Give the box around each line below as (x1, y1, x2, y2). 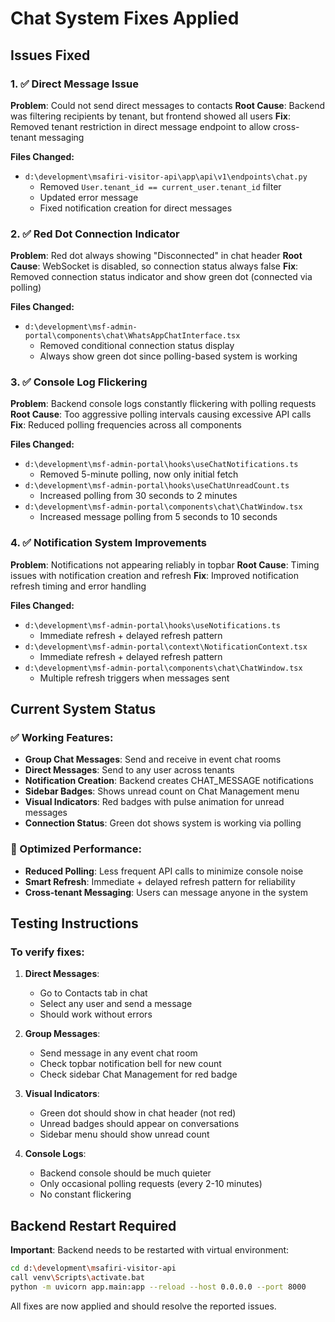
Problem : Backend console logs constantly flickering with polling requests (10, 398, 317, 410)
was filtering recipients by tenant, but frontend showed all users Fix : (10, 110, 291, 122)
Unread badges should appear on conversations (39, 1118, 240, 1130)
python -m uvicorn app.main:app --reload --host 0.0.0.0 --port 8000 (10, 1282, 307, 1292)
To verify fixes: (10, 945, 85, 959)
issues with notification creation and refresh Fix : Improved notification (10, 569, 299, 581)
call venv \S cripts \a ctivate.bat (10, 1273, 145, 1283)
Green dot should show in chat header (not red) (39, 1107, 237, 1119)
